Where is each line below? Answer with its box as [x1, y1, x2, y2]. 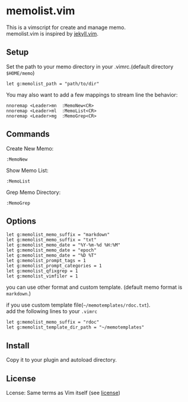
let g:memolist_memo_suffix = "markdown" [6, 232, 110, 238]
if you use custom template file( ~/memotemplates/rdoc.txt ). [6, 301, 151, 309]
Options [6, 216, 37, 226]
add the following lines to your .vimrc [6, 308, 98, 315]
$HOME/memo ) [6, 69, 35, 76]
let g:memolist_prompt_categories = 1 [6, 263, 102, 269]
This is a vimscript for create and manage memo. [6, 24, 126, 31]
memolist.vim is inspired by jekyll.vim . [6, 30, 99, 37]
